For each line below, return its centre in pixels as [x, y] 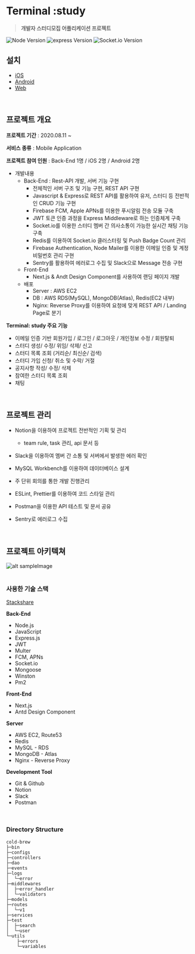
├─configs [18, 852]
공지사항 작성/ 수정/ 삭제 [43, 368]
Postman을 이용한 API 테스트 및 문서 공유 [63, 507]
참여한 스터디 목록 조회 [41, 375]
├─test [14, 920]
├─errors [28, 941]
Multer [23, 651]
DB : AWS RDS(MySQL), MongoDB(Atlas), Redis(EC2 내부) [103, 298]
